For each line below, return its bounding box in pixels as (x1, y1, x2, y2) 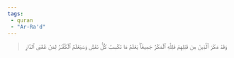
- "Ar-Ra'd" (10, 23, 46, 30)
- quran (10, 17, 33, 24)
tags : (7, 10, 23, 17)
